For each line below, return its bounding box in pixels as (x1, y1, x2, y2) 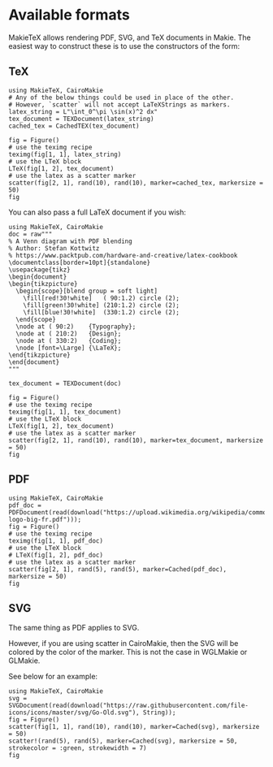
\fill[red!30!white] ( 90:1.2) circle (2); (23, 294, 180, 302)
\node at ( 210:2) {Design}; (15, 329, 122, 338)
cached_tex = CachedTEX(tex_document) (8, 122, 140, 130)
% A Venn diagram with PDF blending (8, 237, 132, 245)
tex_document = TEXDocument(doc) (8, 379, 122, 388)
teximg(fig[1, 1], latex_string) (8, 150, 122, 158)
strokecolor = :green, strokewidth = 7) (8, 744, 148, 752)
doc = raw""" (8, 230, 53, 238)
